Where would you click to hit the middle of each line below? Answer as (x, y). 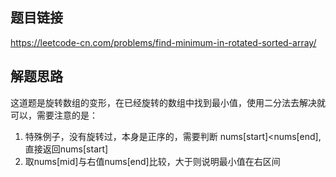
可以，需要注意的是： (54, 115)
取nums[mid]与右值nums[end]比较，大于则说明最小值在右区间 (152, 161)
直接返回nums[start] (66, 149)
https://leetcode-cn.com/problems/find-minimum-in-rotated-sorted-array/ (163, 42)
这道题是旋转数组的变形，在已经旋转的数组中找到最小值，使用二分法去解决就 (168, 102)
